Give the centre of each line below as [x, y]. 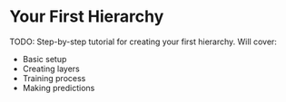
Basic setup [44, 59]
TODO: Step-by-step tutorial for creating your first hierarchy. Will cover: [143, 42]
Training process [54, 78]
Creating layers [51, 69]
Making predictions [59, 88]
